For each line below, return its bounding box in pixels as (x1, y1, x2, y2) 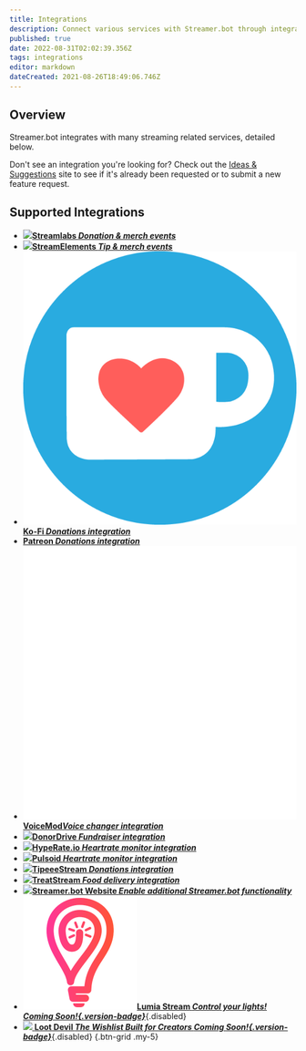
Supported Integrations (9, 205, 146, 221)
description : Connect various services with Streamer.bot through (9, 24, 267, 34)
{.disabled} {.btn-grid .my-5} (51, 1031, 159, 1042)
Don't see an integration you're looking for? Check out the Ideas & (9, 159, 258, 170)
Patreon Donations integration (22, 535, 140, 546)
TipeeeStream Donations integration (31, 863, 174, 874)
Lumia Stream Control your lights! (136, 1001, 267, 1012)
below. (9, 141, 35, 152)
